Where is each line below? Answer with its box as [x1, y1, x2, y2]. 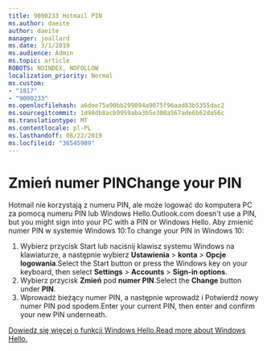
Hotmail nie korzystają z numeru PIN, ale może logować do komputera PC [8, 200, 253, 210]
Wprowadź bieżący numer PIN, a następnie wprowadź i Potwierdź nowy [19, 293, 259, 303]
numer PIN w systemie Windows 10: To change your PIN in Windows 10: [8, 226, 244, 236]
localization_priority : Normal [8, 72, 113, 80]
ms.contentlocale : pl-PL [8, 124, 92, 132]
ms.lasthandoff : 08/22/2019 [8, 131, 103, 139]
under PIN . [19, 284, 56, 294]
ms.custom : [8, 79, 45, 87]
